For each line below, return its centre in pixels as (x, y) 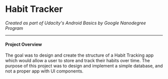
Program (14, 28)
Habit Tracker (34, 9)
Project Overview (24, 44)
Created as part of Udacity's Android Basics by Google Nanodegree (76, 23)
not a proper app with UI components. (44, 71)
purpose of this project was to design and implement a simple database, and (84, 66)
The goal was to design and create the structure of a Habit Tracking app (79, 55)
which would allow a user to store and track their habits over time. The (77, 61)
